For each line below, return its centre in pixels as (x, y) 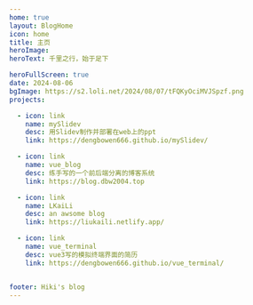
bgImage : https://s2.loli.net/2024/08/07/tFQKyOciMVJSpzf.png (126, 91)
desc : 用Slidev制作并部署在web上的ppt (91, 132)
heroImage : (29, 51)
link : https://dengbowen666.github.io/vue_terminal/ (125, 263)
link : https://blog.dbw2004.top (85, 181)
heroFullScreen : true (49, 75)
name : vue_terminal (61, 246)
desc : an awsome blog (65, 214)
